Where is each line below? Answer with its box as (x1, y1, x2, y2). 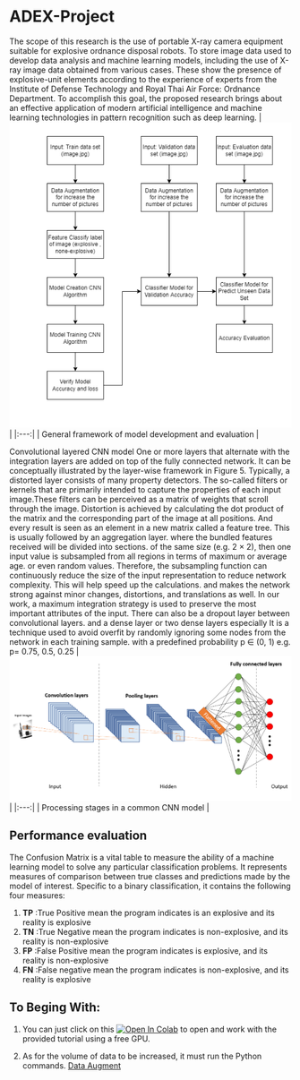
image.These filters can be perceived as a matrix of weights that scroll (9, 493, 269, 504)
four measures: (9, 889, 65, 901)
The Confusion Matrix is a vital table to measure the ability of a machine (9, 852, 275, 862)
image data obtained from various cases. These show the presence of (22, 64, 282, 75)
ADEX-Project (9, 6, 115, 27)
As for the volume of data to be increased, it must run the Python (21, 1050, 262, 1061)
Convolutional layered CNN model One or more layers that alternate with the (9, 446, 290, 457)
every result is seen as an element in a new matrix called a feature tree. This (9, 522, 290, 533)
